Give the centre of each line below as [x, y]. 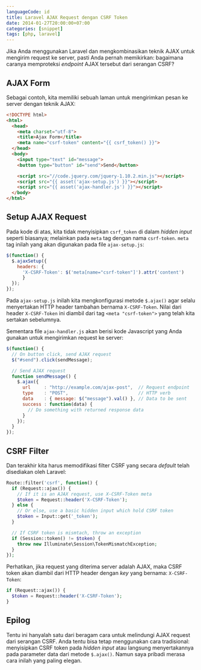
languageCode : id [28, 12]
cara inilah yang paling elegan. [44, 660]
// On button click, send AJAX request [62, 354]
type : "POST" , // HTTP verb [96, 393]
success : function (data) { [57, 404]
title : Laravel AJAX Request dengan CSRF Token [67, 17]
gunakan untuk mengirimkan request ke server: [65, 338]
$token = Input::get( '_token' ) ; [57, 517]
